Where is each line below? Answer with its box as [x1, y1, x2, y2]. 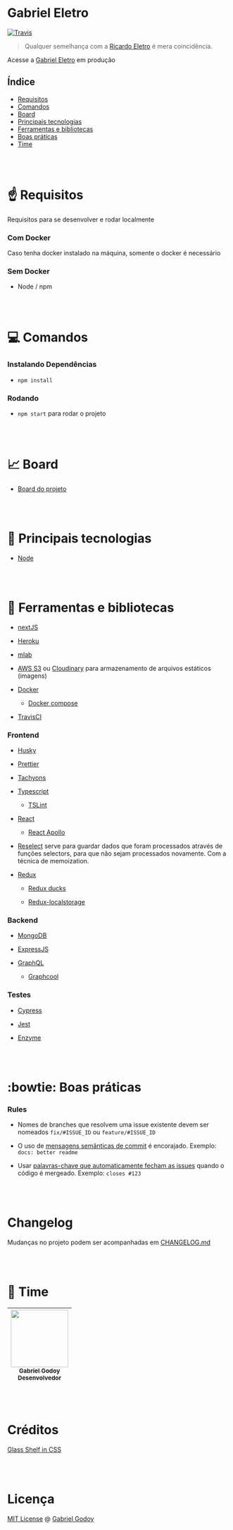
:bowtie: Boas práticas [7, 1079, 142, 1095]
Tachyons [17, 774, 46, 782]
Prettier [17, 760, 39, 768]
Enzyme [17, 1033, 42, 1042]
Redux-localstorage [27, 898, 86, 906]
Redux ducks [27, 884, 66, 893]
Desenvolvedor [17, 1374, 62, 1382]
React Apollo [27, 828, 65, 837]
